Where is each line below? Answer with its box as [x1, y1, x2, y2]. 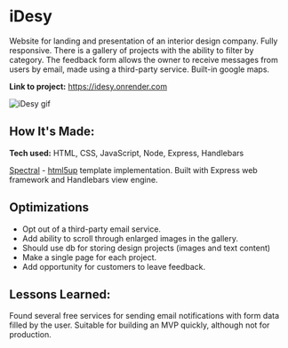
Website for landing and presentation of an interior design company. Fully [9, 36, 278, 46]
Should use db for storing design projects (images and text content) [21, 242, 271, 253]
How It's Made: [9, 124, 95, 139]
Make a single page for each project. [21, 251, 157, 263]
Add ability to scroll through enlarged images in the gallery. [21, 233, 238, 243]
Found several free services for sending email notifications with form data [9, 311, 280, 321]
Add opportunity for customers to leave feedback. [21, 261, 206, 272]
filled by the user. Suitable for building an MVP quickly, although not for [9, 320, 270, 330]
